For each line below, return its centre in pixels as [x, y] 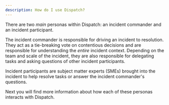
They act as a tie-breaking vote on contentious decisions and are [73, 45]
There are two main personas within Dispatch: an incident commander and [83, 24]
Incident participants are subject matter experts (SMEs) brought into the [80, 71]
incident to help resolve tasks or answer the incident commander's [75, 76]
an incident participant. [29, 30]
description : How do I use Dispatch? [45, 10]
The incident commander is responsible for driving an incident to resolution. [84, 40]
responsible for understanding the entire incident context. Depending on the [85, 50]
